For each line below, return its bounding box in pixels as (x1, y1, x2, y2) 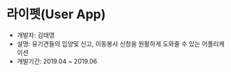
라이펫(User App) (6, 6, 106, 22)
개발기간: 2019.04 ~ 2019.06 (16, 57, 98, 65)
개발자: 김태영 (16, 31, 55, 39)
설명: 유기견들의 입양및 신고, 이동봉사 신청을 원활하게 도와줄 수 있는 (16, 39, 201, 48)
